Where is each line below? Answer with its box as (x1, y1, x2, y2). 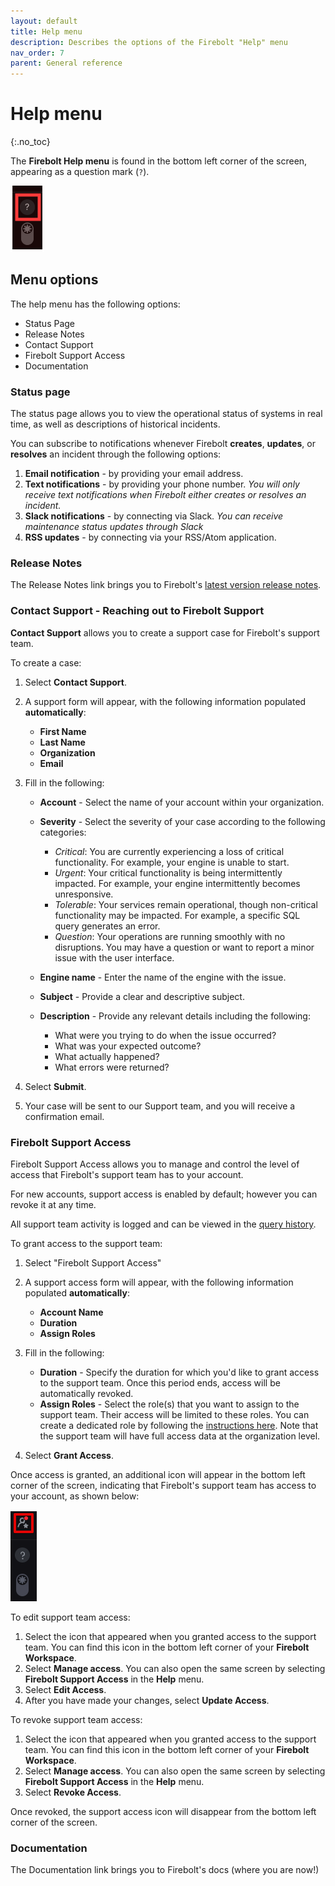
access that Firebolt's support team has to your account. (10, 1169, 244, 1181)
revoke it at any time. (10, 1199, 97, 1211)
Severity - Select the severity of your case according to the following (39, 815, 326, 827)
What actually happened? (54, 1050, 160, 1062)
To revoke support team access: (10, 1714, 143, 1726)
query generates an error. (54, 920, 161, 932)
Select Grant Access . (24, 1450, 114, 1462)
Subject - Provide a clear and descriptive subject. (39, 990, 245, 1002)
